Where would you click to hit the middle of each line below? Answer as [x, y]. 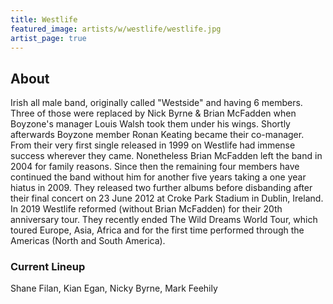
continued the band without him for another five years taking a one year [158, 177]
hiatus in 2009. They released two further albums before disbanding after [161, 188]
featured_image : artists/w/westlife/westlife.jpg [116, 29]
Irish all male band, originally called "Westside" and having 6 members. [156, 103]
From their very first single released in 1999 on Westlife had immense [153, 145]
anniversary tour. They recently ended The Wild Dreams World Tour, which [164, 220]
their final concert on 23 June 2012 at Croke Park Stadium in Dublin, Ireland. [167, 198]
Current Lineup [48, 267]
